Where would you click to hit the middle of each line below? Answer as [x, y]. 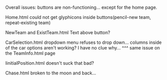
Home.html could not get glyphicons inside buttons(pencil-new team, [78, 17]
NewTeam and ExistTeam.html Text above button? [58, 32]
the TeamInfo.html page [30, 53]
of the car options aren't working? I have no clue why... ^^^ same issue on [82, 48]
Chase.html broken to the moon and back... [51, 73]
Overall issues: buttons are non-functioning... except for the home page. [81, 7]
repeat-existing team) [28, 23]
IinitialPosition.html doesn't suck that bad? [50, 63]
